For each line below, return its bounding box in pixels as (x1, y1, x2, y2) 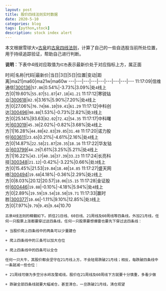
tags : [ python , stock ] (5, 26, 50, 31)
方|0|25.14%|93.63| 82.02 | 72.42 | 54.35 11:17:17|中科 (5, 115, 107, 121)
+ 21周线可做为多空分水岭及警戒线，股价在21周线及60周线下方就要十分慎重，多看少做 (5, 272, 157, 277)
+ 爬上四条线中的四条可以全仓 (5, 248, 58, 253)
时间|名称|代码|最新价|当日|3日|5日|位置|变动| (5, 72, 98, 78)
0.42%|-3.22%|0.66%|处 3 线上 (43, 159, 106, 165)
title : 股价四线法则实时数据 (5, 12, 58, 17)
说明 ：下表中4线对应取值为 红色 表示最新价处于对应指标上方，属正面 (5, 62, 142, 67)
